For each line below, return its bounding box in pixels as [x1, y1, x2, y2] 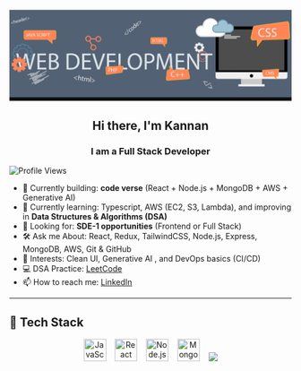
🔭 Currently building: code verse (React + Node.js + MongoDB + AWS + [21, 183, 288, 194]
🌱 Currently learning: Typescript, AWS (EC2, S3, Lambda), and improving [21, 202, 292, 212]
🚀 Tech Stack [9, 315, 84, 330]
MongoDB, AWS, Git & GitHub [21, 244, 132, 255]
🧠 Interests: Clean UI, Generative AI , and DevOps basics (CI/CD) [21, 254, 262, 264]
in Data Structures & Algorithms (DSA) [21, 211, 168, 222]
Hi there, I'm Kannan [92, 117, 209, 134]
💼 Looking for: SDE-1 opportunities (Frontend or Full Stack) [21, 220, 242, 232]
